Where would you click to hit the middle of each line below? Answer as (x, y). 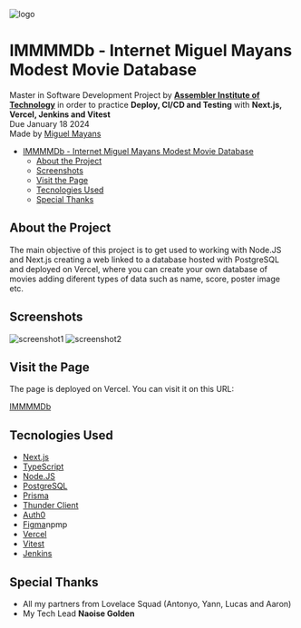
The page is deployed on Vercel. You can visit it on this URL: (122, 389)
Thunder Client (50, 505)
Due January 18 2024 (50, 123)
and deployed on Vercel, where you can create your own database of (139, 269)
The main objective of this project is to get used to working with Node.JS (146, 250)
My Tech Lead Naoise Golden (78, 613)
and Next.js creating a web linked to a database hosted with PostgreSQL (144, 260)
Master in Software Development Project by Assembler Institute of (135, 94)
